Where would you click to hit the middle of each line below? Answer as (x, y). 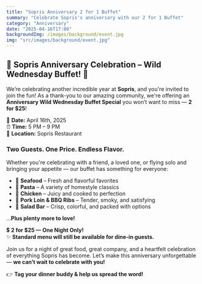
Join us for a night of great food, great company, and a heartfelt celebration (101, 249)
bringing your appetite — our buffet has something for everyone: (87, 169)
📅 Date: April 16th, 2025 (37, 120)
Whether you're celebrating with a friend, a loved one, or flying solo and (96, 162)
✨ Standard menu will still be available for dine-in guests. (80, 237)
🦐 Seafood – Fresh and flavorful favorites (67, 181)
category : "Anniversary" (38, 23)
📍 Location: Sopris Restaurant (44, 133)
